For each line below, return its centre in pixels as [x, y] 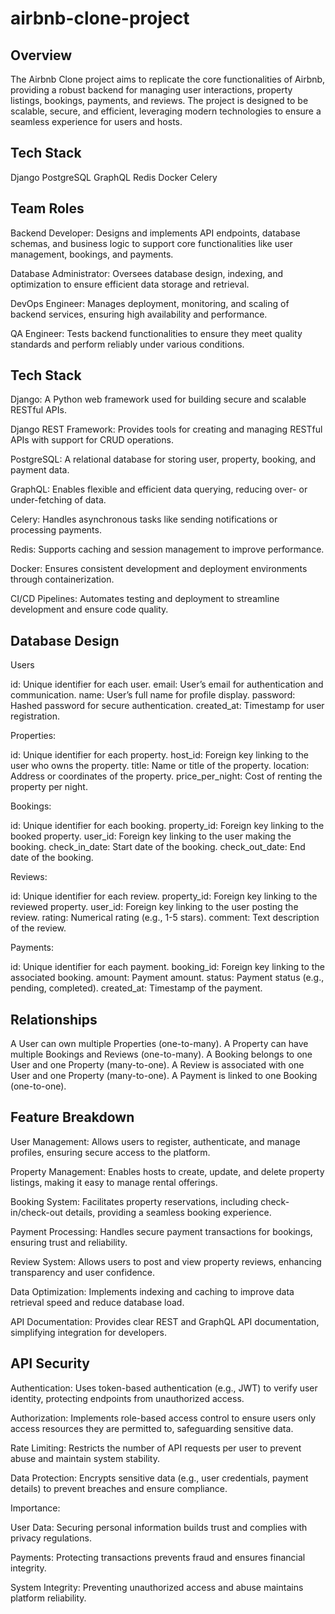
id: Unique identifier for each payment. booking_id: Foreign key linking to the [167, 967]
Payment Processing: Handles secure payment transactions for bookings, [161, 1231]
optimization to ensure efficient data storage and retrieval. [130, 284]
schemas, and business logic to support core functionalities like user [151, 243]
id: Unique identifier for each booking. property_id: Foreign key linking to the [167, 826]
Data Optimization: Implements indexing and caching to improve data [152, 1291]
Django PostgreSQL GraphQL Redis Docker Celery [114, 177]
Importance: [35, 1508]
